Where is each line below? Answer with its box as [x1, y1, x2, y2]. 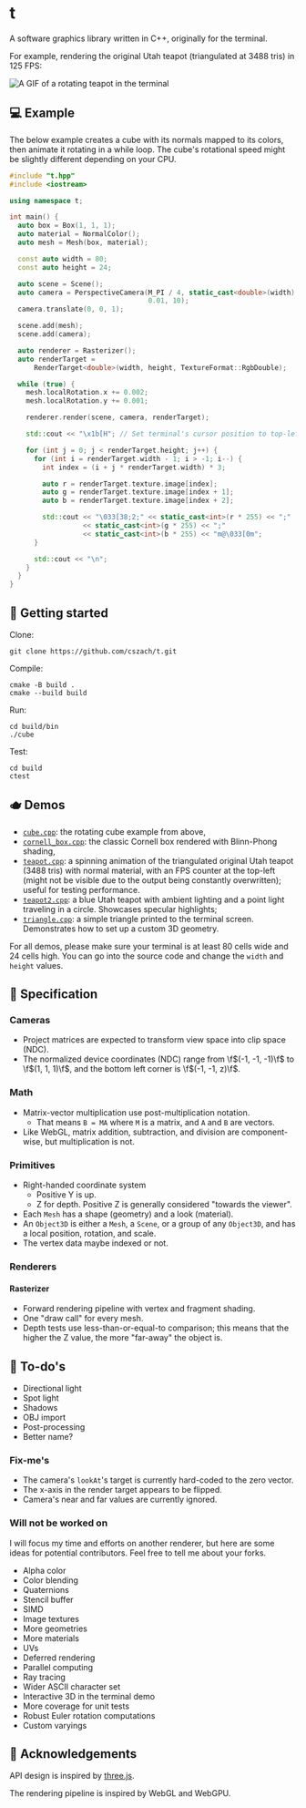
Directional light [22, 1382, 82, 1393]
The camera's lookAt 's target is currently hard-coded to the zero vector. [22, 1474, 294, 1485]
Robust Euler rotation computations [22, 1710, 156, 1721]
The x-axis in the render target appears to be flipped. [22, 1484, 223, 1495]
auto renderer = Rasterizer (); [17, 345, 137, 355]
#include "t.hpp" [9, 171, 76, 180]
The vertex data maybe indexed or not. [22, 1238, 168, 1248]
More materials [22, 1632, 80, 1643]
